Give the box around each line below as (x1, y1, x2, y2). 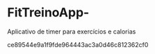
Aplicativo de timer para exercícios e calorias (7, 27, 136, 36)
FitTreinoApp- (7, 5, 90, 21)
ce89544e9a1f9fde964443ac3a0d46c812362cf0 (7, 40, 149, 49)
